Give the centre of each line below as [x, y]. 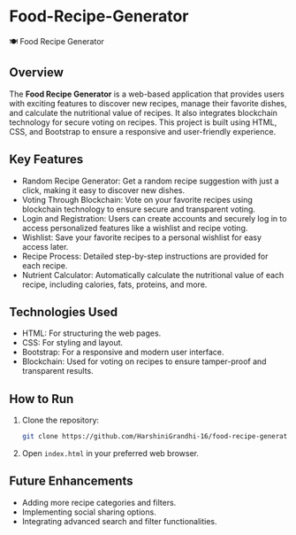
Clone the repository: [61, 420]
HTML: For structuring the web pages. [91, 333]
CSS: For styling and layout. [72, 343]
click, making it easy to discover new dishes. [103, 190]
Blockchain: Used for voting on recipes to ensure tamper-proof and [144, 361]
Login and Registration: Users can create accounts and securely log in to [154, 218]
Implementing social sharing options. [89, 512]
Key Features [46, 160]
